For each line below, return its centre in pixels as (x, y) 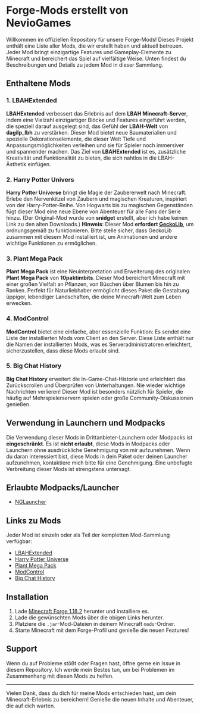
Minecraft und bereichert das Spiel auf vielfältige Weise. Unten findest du (96, 58)
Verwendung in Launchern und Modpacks (86, 423)
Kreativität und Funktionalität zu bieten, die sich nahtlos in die (82, 158)
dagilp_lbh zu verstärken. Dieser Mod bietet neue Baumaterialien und (91, 132)
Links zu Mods (34, 521)
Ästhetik (16, 164)
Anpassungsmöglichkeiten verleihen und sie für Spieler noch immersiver (95, 145)
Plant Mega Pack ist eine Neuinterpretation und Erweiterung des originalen (98, 272)
